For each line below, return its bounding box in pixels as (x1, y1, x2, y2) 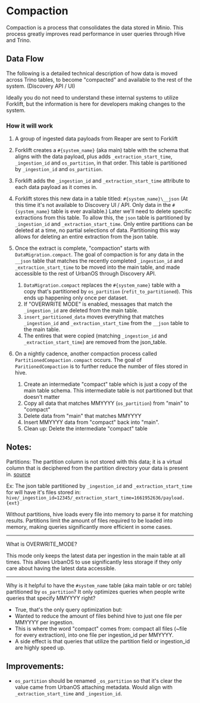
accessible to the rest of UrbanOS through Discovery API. (14, 270, 157, 277)
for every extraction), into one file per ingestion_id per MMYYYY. (14, 631, 174, 639)
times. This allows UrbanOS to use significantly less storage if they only (6, 558, 182, 565)
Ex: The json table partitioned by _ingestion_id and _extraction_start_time (6, 482, 193, 490)
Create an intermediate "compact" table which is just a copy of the (23, 380, 187, 388)
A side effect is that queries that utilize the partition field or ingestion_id (14, 637, 190, 645)
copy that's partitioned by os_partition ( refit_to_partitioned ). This (23, 288, 192, 295)
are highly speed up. (14, 644, 65, 651)
